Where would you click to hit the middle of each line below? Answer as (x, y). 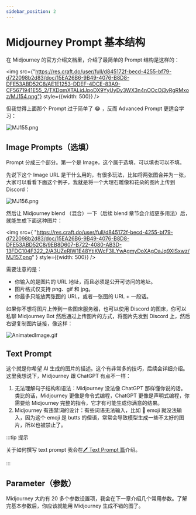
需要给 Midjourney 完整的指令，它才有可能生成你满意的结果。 (88, 403)
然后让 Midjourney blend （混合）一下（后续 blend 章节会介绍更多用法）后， (98, 213)
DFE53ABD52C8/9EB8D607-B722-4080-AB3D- (64, 245)
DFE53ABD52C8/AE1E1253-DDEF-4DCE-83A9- (63, 84)
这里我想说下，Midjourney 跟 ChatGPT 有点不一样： (69, 376)
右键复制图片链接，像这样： (39, 323)
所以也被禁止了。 (45, 425)
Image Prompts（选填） (50, 147)
